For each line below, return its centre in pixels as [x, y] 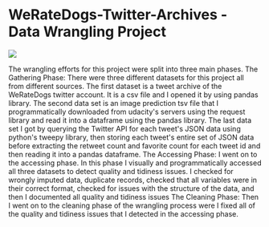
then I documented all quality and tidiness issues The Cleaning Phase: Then [134, 197]
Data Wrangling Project [88, 32]
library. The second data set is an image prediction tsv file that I [114, 103]
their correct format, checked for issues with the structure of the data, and [131, 188]
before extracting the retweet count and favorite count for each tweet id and [134, 145]
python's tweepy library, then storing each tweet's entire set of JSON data [131, 137]
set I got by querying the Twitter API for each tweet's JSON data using [124, 128]
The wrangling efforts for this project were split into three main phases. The [133, 69]
